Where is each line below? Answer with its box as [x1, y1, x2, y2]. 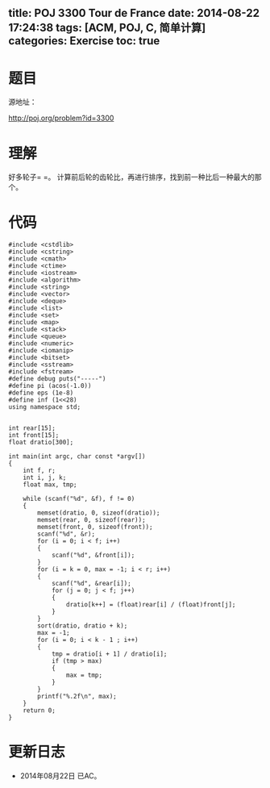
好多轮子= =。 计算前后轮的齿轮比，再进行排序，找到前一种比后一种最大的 [8, 173, 255, 182]
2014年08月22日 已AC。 [19, 771, 102, 781]
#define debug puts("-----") [8, 375, 106, 383]
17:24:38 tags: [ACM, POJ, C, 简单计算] [8, 21, 206, 35]
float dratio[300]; [8, 439, 74, 447]
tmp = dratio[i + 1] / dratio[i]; [51, 650, 168, 658]
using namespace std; [8, 403, 81, 411]
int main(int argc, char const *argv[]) [8, 452, 147, 461]
